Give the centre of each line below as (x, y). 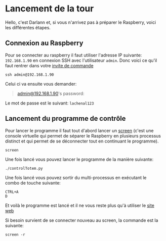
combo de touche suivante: (33, 183)
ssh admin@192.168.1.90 (30, 75)
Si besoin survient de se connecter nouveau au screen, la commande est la (82, 220)
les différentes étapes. (28, 27)
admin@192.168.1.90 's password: (51, 93)
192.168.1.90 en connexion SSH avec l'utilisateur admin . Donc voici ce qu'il (81, 60)
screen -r (15, 235)
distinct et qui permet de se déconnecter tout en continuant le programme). (82, 141)
